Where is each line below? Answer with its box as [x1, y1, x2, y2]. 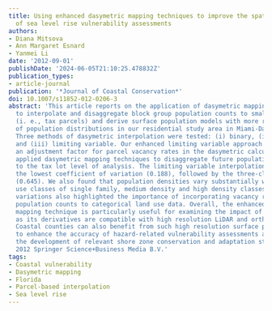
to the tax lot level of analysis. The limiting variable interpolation [15, 163, 266, 171]
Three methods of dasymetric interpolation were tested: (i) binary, [15, 132, 255, 140]
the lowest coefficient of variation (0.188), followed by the [15, 170, 233, 178]
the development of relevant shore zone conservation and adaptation [15, 238, 255, 246]
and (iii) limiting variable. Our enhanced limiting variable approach [15, 139, 263, 148]
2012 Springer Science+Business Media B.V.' [15, 245, 168, 253]
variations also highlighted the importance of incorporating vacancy [15, 192, 259, 201]
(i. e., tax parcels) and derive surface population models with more [15, 117, 259, 126]
